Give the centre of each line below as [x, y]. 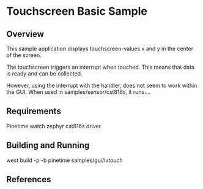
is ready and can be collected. [44, 74]
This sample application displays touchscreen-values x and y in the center [100, 48]
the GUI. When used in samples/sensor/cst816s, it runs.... [79, 92]
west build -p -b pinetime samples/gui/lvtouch [65, 160]
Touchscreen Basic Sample [77, 11]
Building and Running [48, 145]
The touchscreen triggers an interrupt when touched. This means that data [100, 67]
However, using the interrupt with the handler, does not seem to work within [102, 85]
